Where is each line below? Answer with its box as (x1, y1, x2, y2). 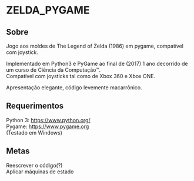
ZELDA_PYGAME (6, 4, 90, 17)
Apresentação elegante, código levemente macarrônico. (6, 84, 142, 91)
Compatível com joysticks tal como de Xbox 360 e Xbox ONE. (6, 73, 156, 79)
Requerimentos (6, 101, 64, 111)
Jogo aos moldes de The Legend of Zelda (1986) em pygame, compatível (6, 42, 184, 49)
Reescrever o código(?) (6, 162, 63, 169)
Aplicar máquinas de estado (6, 168, 74, 175)
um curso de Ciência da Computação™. (6, 66, 101, 73)
